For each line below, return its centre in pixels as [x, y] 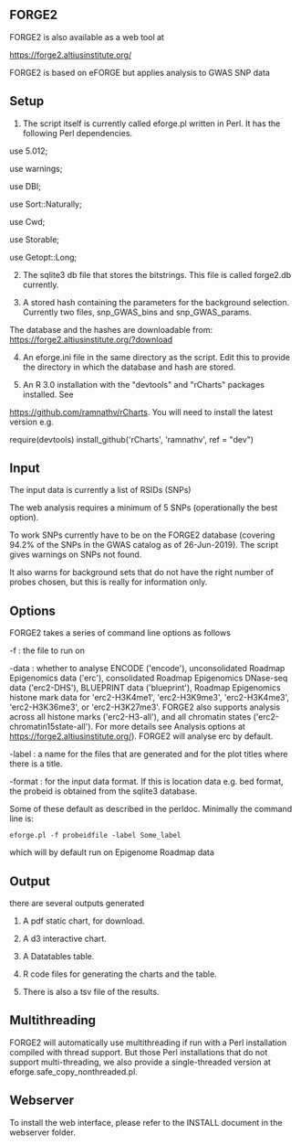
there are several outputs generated [77, 904]
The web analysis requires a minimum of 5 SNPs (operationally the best [144, 508]
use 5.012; [29, 151]
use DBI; [26, 186]
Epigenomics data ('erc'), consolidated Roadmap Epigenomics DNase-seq [149, 678]
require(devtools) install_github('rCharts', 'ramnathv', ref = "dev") [131, 439]
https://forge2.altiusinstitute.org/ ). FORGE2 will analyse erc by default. [141, 736]
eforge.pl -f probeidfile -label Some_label [95, 836]
